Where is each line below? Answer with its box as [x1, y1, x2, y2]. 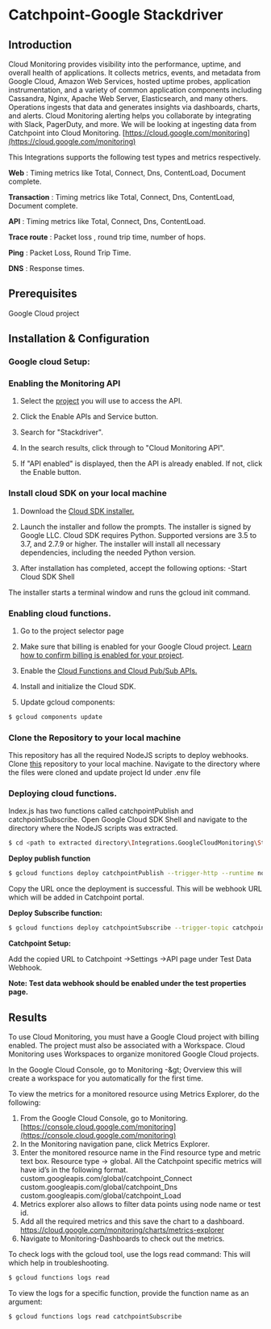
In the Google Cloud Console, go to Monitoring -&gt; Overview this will [8, 1064, 242, 1074]
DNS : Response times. [8, 264, 85, 273]
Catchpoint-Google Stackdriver [8, 6, 223, 24]
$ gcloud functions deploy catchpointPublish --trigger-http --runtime [8, 870, 254, 878]
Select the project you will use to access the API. [19, 396, 183, 406]
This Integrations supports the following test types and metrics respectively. [8, 152, 261, 162]
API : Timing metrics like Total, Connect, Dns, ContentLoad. [8, 217, 206, 226]
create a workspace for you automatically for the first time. [8, 1073, 204, 1083]
